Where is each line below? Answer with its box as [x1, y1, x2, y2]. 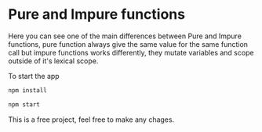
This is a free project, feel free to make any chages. [8, 115, 175, 124]
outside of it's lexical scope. [8, 56, 99, 66]
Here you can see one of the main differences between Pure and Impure [8, 31, 242, 41]
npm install [8, 86, 47, 95]
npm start [8, 100, 41, 109]
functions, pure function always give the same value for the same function [8, 39, 249, 48]
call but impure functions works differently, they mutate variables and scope [8, 48, 254, 57]
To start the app [8, 71, 60, 80]
